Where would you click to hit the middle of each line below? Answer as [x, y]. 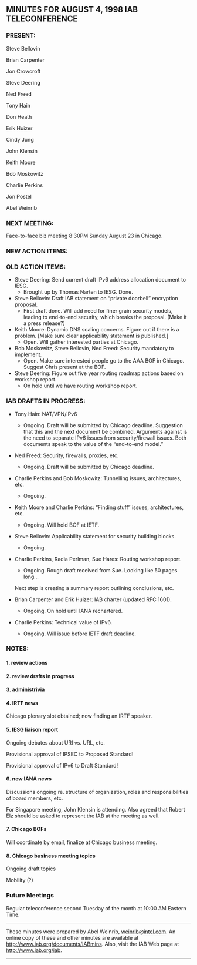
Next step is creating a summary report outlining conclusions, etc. [94, 588]
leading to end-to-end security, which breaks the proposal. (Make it [105, 317]
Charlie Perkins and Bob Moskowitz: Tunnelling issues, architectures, [98, 478]
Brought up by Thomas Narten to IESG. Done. [78, 292]
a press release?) [44, 323]
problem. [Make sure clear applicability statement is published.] [91, 336]
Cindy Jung [20, 139]
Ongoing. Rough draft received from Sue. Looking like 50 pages [100, 570]
